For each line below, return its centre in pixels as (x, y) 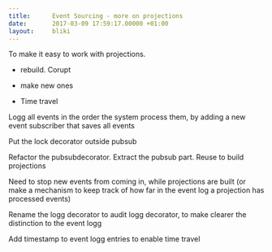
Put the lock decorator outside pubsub (73, 141)
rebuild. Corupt (45, 70)
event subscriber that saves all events (72, 126)
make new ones (47, 85)
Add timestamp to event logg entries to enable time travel (104, 239)
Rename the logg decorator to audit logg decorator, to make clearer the (127, 215)
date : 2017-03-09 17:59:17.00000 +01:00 (89, 24)
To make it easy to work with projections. (77, 54)
